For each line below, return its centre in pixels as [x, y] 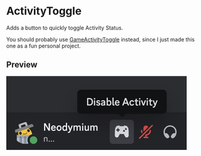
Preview [22, 65]
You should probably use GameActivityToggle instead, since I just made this [101, 39]
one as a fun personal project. [43, 46]
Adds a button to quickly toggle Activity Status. [65, 28]
